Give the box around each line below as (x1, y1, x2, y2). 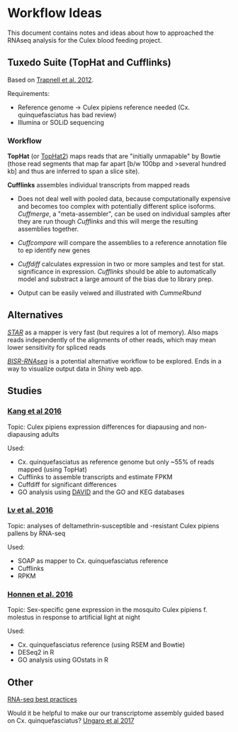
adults (41, 430, 59, 438)
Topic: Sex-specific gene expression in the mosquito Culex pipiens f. (7, 606, 208, 614)
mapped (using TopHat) (17, 465, 87, 474)
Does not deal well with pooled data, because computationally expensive (17, 195, 231, 203)
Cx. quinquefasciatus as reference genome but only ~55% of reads (17, 457, 215, 466)
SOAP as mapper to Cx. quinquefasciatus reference (17, 556, 169, 565)
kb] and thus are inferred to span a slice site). (7, 167, 140, 175)
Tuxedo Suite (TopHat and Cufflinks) (7, 57, 171, 69)
